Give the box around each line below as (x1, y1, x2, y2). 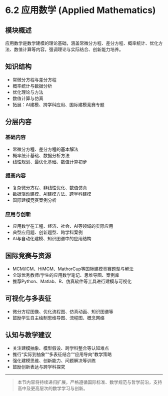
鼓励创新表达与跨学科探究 (12, 364, 65, 370)
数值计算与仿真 (12, 95, 43, 101)
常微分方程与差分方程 (12, 76, 56, 82)
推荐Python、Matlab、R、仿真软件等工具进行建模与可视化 (12, 278, 132, 284)
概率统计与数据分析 (12, 83, 52, 89)
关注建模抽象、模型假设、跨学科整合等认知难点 (12, 345, 109, 351)
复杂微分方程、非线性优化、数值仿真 (12, 184, 87, 190)
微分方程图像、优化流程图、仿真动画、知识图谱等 (12, 308, 113, 315)
